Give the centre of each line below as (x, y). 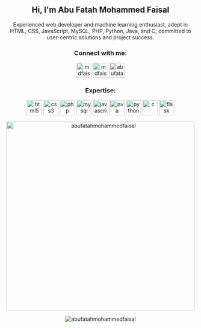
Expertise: (100, 91)
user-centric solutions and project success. (100, 37)
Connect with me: (100, 53)
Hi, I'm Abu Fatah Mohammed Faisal (100, 10)
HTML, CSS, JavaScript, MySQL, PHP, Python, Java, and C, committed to (100, 31)
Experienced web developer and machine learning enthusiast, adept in (100, 24)
